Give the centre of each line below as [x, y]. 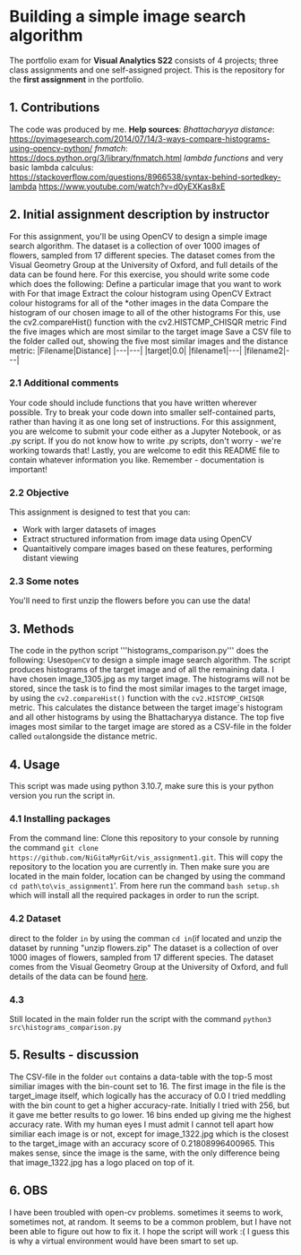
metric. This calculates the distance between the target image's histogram [146, 708]
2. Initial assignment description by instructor [139, 215]
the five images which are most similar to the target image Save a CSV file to [150, 331]
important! [28, 469]
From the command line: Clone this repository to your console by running [144, 838]
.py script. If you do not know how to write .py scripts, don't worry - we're [146, 440]
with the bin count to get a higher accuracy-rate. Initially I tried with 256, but [150, 1105]
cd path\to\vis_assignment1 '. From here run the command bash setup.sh [144, 886]
